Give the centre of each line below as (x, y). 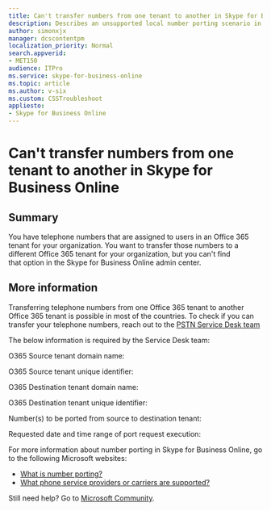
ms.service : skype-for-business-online (75, 76)
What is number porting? (61, 474)
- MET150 (23, 61)
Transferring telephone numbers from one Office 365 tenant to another (126, 307)
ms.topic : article (39, 83)
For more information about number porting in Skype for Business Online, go (135, 450)
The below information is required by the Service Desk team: (109, 340)
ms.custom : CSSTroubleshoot (56, 98)
